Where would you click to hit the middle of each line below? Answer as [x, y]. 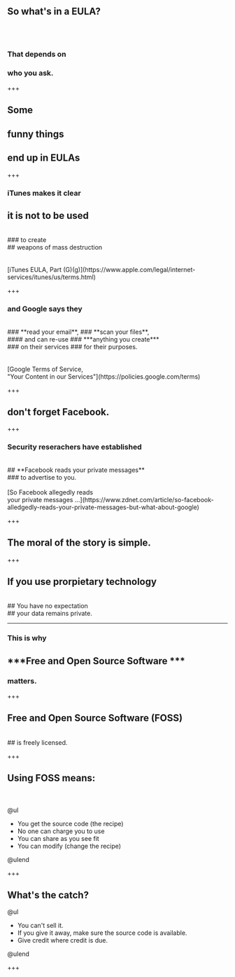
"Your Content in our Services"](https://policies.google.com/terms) [104, 376]
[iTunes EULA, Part [34, 270]
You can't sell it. [41, 926]
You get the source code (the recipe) [70, 823]
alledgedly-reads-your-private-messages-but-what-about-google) [103, 507]
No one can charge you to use [61, 831]
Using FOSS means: [51, 778]
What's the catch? [48, 895]
